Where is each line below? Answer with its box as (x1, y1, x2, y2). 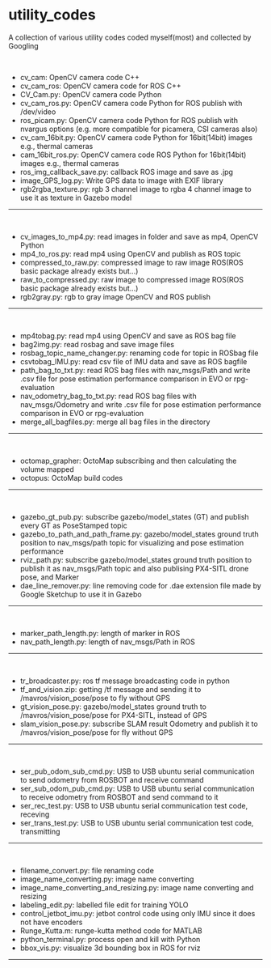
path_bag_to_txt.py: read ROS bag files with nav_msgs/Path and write (19, 365, 251, 375)
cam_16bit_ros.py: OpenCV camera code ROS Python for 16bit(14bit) (19, 150, 247, 159)
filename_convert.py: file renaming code (19, 865, 155, 875)
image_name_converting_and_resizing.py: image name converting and (19, 882, 254, 892)
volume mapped (19, 464, 74, 474)
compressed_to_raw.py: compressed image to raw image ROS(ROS (19, 257, 244, 267)
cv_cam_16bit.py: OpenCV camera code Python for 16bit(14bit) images (19, 132, 252, 142)
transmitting (19, 826, 60, 836)
